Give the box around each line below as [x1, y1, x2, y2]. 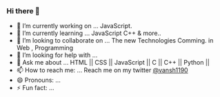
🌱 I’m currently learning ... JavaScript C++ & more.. [16, 29, 161, 37]
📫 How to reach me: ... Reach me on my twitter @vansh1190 [16, 66, 188, 74]
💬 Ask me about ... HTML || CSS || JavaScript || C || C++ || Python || [16, 58, 210, 67]
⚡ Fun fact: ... [16, 84, 54, 92]
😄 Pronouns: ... [16, 76, 61, 85]
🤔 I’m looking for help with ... [16, 51, 98, 59]
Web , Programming [16, 44, 74, 52]
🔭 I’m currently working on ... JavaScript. [16, 22, 132, 30]
